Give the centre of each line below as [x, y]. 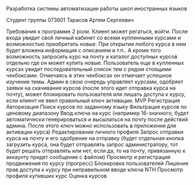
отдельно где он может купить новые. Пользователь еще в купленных [95, 63]
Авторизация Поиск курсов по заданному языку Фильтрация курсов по [97, 107]
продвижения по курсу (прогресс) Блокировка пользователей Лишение [97, 163]
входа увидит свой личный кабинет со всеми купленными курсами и [94, 38]
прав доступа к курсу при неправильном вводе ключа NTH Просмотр [95, 170]
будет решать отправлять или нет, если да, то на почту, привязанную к [96, 151]
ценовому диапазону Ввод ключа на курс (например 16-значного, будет [97, 113]
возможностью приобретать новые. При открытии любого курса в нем [96, 44]
